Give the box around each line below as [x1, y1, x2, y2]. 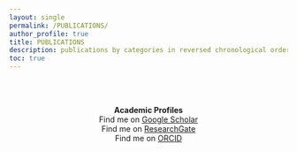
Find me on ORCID [114, 133, 183, 143]
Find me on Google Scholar [98, 114, 199, 125]
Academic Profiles [113, 105, 184, 115]
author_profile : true [9, 29, 89, 38]
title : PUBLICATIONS [9, 37, 86, 47]
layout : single [9, 12, 65, 22]
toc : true [9, 54, 46, 63]
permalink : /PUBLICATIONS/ [9, 21, 109, 30]
